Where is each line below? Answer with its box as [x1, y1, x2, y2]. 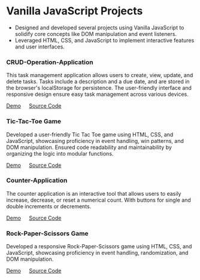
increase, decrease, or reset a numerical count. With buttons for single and [6, 196, 192, 203]
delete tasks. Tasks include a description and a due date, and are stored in [6, 78, 190, 85]
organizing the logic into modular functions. [6, 150, 114, 157]
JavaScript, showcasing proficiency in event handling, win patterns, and [6, 137, 184, 144]
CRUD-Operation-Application [6, 58, 94, 66]
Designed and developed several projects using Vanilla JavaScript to [14, 24, 184, 31]
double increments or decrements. [6, 202, 92, 210]
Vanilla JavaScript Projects [6, 4, 143, 18]
